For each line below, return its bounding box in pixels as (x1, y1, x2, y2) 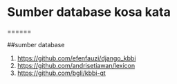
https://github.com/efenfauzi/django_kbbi (17, 53, 136, 62)
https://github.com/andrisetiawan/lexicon (17, 61, 136, 69)
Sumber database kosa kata (7, 4, 171, 20)
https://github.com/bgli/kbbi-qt (17, 69, 106, 77)
